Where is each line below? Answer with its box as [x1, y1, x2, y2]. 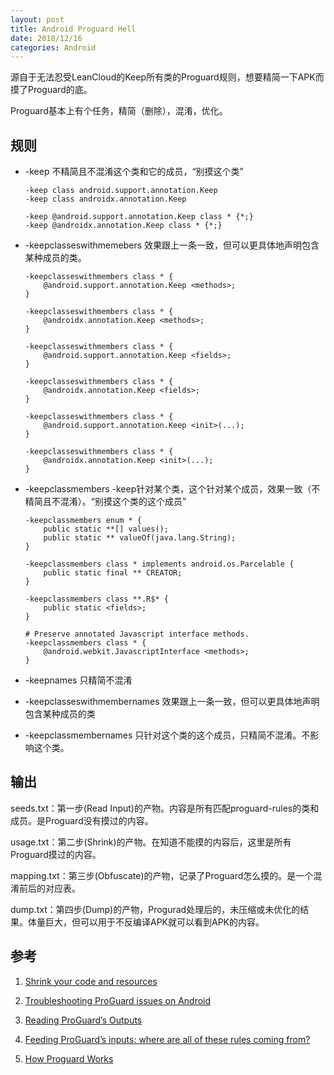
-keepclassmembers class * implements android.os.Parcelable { [24, 559, 295, 570]
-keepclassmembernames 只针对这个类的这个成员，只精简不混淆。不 [24, 729, 311, 741]
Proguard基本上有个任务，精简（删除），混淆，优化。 [10, 105, 228, 117]
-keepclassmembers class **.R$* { [24, 594, 169, 605]
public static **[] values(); [43, 524, 169, 535]
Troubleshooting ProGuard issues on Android [24, 994, 212, 1006]
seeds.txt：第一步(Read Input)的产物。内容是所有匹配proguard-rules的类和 [10, 802, 320, 814]
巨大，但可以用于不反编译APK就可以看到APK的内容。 [44, 916, 265, 928]
